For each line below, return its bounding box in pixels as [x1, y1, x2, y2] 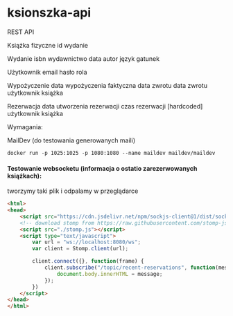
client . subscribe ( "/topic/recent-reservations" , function [44, 264, 216, 271]
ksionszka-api [7, 5, 92, 21]
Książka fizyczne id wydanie [7, 41, 89, 49]
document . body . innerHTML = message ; [56, 270, 163, 277]
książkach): [7, 171, 42, 180]
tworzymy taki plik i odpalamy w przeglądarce [7, 187, 139, 195]
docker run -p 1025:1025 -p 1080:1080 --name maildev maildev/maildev [7, 149, 216, 156]
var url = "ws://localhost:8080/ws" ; [32, 239, 141, 246]
